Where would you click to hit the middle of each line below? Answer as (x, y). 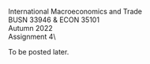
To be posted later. (39, 52)
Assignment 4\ (32, 36)
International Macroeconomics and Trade (75, 11)
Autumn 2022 (30, 28)
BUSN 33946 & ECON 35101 (54, 20)
